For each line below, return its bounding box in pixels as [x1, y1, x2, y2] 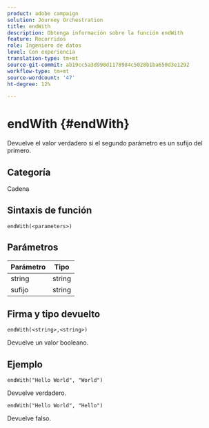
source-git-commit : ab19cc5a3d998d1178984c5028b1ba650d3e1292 [7, 61, 190, 68]
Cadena [7, 185, 30, 193]
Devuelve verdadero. [7, 389, 67, 397]
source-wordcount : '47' [7, 74, 76, 81]
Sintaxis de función [7, 205, 92, 216]
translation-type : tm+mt [7, 55, 79, 62]
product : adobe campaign [7, 10, 79, 17]
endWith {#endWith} [7, 116, 130, 132]
